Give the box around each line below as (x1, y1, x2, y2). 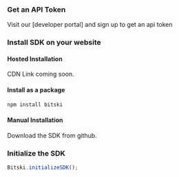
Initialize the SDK (7, 148, 65, 158)
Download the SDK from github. (7, 131, 98, 139)
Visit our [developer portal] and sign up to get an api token (7, 21, 173, 29)
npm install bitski (7, 101, 63, 108)
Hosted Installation (7, 54, 63, 63)
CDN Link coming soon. (7, 70, 74, 79)
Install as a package (7, 86, 65, 94)
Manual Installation (7, 116, 63, 125)
